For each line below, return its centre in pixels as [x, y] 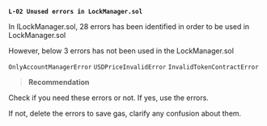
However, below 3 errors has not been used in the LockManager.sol [121, 51]
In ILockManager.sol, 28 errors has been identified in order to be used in [129, 27]
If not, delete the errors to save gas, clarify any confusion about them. [125, 113]
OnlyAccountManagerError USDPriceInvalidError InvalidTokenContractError [133, 67]
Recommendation [59, 82]
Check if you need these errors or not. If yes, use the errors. [108, 98]
